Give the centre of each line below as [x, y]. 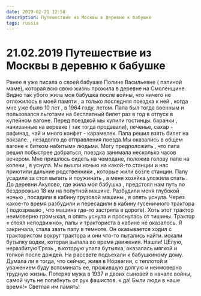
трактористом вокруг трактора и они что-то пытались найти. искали [94, 236]
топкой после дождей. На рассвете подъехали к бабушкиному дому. [95, 255]
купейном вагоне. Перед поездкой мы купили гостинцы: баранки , [92, 120]
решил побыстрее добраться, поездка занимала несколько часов [91, 153]
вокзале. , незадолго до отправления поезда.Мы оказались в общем [94, 140]
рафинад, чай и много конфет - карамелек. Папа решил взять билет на [97, 134]
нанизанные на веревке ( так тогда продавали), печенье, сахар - [90, 127]
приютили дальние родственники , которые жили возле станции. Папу [97, 171]
